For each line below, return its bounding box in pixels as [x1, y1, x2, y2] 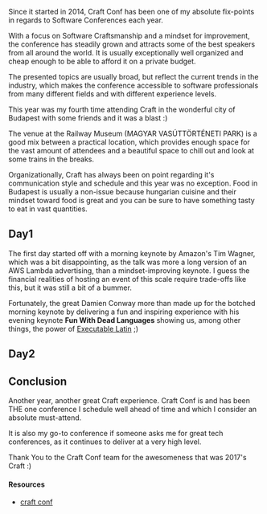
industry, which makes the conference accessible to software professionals [8, 80, 259, 90]
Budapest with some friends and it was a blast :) [8, 113, 168, 123]
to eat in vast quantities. [8, 204, 88, 214]
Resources [8, 479, 46, 489]
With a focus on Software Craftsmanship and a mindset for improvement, [8, 31, 251, 40]
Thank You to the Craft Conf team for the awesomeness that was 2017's [8, 453, 247, 463]
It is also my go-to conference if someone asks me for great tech [8, 429, 224, 439]
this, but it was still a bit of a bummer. [8, 283, 133, 292]
